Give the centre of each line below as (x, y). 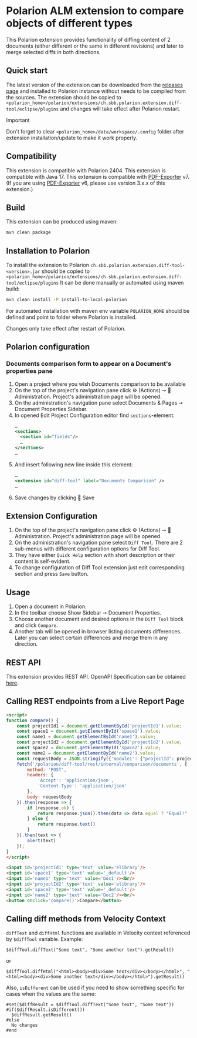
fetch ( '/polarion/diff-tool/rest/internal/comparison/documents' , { (102, 764)
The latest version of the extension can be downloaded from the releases (94, 85)
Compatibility (31, 156)
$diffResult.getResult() (42, 1015)
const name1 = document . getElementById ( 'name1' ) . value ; (86, 737)
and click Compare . (36, 625)
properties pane (29, 371)
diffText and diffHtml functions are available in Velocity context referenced (98, 933)
